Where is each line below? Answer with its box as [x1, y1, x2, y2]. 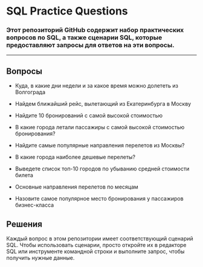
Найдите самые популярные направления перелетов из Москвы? [14, 142, 185, 149]
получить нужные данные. [6, 254, 75, 262]
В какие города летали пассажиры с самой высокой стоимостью [14, 124, 185, 131]
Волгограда [14, 89, 46, 96]
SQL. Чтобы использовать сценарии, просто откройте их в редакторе [6, 242, 187, 249]
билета [14, 172, 33, 179]
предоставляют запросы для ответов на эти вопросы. [6, 41, 175, 50]
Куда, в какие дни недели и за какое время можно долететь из [14, 82, 178, 89]
